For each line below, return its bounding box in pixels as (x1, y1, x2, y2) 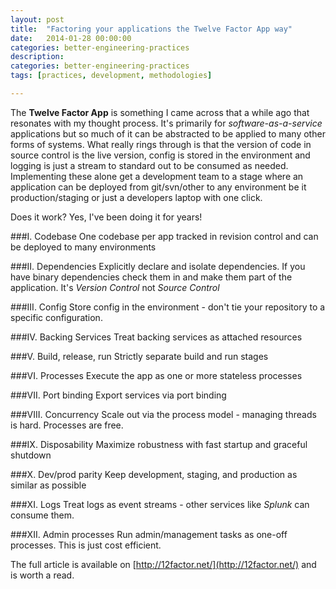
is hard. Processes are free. (10, 419, 124, 431)
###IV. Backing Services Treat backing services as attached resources (10, 331, 303, 343)
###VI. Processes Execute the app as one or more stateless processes (10, 369, 303, 381)
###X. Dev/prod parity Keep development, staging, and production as (10, 468, 298, 480)
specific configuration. (10, 311, 103, 323)
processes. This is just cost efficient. (10, 539, 162, 551)
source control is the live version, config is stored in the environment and (10, 149, 311, 161)
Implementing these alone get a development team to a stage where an (10, 170, 304, 182)
